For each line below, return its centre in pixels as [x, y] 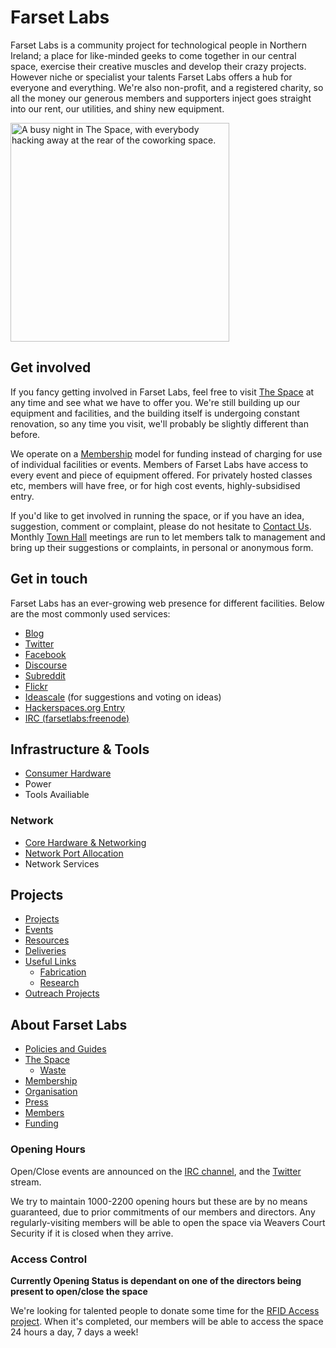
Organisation [51, 1092]
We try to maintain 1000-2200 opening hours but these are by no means [159, 1201]
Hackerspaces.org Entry [74, 707]
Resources [47, 940]
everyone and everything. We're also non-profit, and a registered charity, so [167, 87]
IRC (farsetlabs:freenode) [77, 718]
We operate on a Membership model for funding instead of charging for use [166, 453]
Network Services [62, 863]
